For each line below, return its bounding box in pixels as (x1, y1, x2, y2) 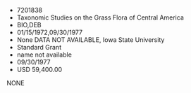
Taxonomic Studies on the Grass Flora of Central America (16, 13, 185, 22)
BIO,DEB (16, 21, 42, 29)
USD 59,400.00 (16, 66, 63, 73)
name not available (16, 50, 72, 59)
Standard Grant (16, 43, 61, 51)
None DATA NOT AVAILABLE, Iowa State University (16, 36, 165, 44)
